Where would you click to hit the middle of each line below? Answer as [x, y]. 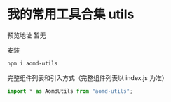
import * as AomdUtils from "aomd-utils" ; [70, 91]
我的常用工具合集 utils [71, 14]
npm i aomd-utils [33, 63]
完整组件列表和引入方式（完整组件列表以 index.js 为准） [88, 77]
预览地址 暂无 [27, 35]
